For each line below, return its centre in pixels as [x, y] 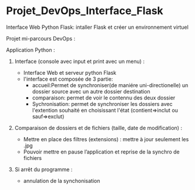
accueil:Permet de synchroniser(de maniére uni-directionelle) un [110, 85]
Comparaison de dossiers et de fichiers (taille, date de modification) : [98, 128]
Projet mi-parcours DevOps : [41, 38]
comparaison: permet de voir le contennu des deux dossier [104, 98]
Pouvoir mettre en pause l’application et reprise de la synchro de [102, 152]
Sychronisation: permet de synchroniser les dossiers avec [102, 104]
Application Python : [31, 50]
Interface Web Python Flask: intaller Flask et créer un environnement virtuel [97, 27]
